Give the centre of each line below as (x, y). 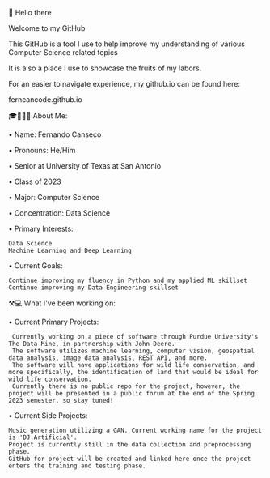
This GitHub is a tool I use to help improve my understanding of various (127, 44)
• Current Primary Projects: (54, 322)
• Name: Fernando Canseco (55, 134)
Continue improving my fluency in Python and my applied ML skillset (128, 280)
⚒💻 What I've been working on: (62, 303)
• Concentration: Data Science (59, 213)
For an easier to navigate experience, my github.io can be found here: (124, 84)
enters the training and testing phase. (78, 466)
